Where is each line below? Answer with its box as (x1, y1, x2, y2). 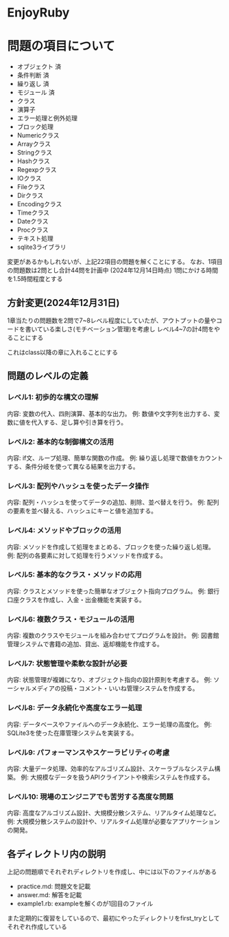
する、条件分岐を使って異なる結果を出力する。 (7, 462, 139, 470)
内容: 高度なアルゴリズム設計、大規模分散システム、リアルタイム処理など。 (7, 809, 221, 817)
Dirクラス (16, 191, 44, 200)
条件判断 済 (16, 71, 49, 80)
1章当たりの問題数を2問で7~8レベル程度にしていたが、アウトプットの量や (7, 316, 217, 324)
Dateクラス (16, 217, 49, 225)
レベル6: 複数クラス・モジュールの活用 (7, 614, 135, 624)
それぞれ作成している (7, 923, 67, 931)
